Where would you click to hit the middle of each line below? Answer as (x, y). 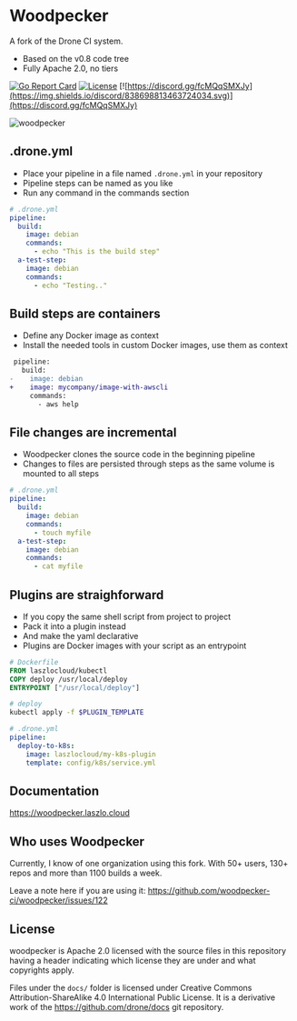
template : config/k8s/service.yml (91, 763)
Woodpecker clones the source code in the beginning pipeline (139, 455)
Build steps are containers (85, 313)
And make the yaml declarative (80, 636)
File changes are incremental (93, 432)
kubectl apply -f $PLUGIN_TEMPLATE (77, 713)
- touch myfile (62, 533)
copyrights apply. (42, 970)
